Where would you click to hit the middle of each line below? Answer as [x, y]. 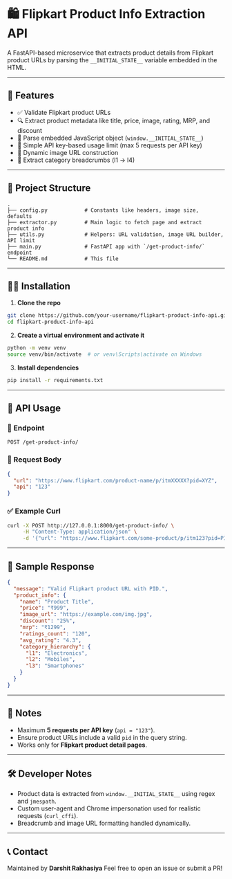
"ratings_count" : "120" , [55, 634]
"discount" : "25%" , [48, 621]
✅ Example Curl [34, 511]
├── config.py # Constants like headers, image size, [103, 210]
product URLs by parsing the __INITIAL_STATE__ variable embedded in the [112, 60]
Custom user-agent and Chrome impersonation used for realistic [109, 808]
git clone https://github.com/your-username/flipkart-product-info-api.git [118, 316]
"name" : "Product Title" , [57, 601]
